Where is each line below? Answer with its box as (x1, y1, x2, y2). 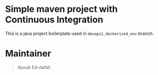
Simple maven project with (5, 3, 118, 15)
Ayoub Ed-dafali (17, 64, 51, 70)
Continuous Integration (5, 14, 104, 25)
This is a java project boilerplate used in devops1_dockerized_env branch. (5, 30, 154, 36)
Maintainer (5, 48, 51, 59)
